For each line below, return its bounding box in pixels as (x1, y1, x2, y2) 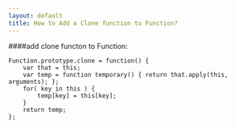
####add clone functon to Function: (8, 41, 129, 50)
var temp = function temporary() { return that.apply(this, (23, 70, 229, 78)
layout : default (8, 11, 63, 20)
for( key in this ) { (23, 85, 95, 93)
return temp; (23, 106, 67, 114)
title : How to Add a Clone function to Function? (8, 19, 179, 27)
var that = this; (23, 63, 81, 72)
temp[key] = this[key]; (37, 91, 117, 100)
